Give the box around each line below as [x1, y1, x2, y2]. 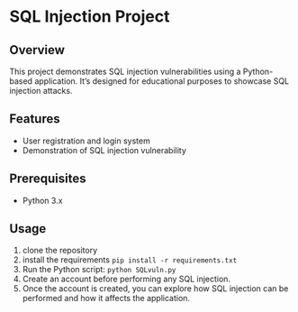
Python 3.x [22, 195, 63, 206]
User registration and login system [22, 135, 150, 146]
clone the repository [22, 245, 98, 256]
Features [9, 111, 60, 127]
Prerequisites [9, 171, 86, 187]
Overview [9, 42, 66, 58]
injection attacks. [9, 86, 73, 96]
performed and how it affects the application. [22, 293, 191, 304]
